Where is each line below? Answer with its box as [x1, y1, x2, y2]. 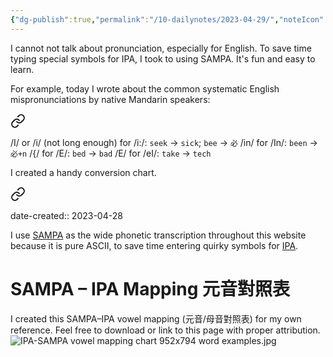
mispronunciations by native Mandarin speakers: [10, 93, 211, 105]
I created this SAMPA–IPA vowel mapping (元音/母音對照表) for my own [10, 312, 302, 325]
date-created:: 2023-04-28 [10, 209, 123, 221]
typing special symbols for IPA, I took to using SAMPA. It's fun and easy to [10, 52, 316, 65]
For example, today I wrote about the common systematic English [10, 82, 280, 95]
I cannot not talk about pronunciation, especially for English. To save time [10, 42, 312, 54]
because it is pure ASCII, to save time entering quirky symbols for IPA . [10, 239, 299, 251]
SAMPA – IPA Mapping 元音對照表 [10, 277, 291, 300]
